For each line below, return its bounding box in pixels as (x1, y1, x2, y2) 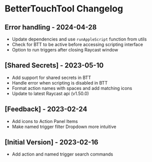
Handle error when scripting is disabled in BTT (11, 79, 108, 85)
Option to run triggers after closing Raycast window (11, 47, 118, 52)
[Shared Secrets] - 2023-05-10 (4, 61, 104, 70)
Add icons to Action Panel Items (11, 118, 78, 124)
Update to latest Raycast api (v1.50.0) (11, 90, 89, 96)
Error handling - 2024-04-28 (4, 23, 97, 31)
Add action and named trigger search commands (11, 151, 113, 157)
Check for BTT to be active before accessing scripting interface (11, 41, 143, 47)
